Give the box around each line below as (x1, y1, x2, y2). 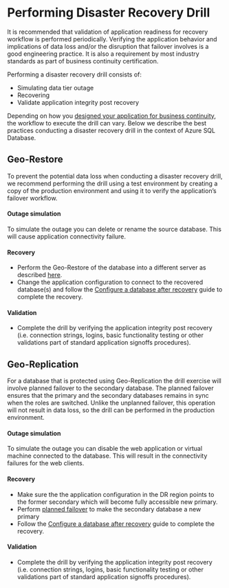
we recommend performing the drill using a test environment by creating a (7, 179, 218, 187)
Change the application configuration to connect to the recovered (17, 278, 204, 287)
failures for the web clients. (7, 459, 85, 467)
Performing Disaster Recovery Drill (7, 5, 210, 21)
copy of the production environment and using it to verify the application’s (7, 186, 217, 194)
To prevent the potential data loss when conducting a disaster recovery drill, (7, 172, 223, 180)
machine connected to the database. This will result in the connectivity (7, 452, 208, 460)
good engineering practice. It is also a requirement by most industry (7, 50, 199, 58)
